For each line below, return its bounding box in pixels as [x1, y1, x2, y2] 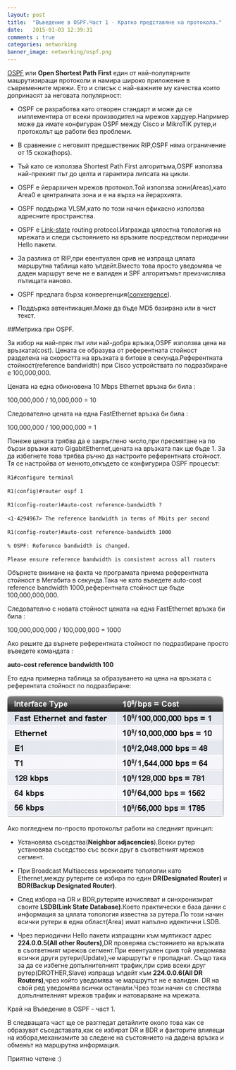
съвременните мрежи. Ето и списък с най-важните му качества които [7, 84, 221, 92]
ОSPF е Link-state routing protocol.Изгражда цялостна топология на [17, 225, 221, 234]
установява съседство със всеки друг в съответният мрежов [17, 845, 204, 854]
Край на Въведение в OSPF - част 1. [7, 1004, 116, 1013]
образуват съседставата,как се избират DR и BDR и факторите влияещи [7, 1026, 225, 1034]
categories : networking [7, 41, 77, 49]
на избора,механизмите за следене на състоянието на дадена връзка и [7, 1033, 224, 1042]
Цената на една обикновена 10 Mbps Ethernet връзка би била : [7, 382, 196, 390]
